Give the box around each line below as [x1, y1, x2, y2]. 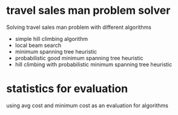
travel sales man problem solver [6, 4, 171, 17]
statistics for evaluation [6, 82, 128, 96]
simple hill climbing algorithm [15, 35, 88, 42]
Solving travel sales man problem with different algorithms [6, 23, 151, 31]
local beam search [15, 42, 62, 49]
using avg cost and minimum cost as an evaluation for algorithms [6, 102, 168, 109]
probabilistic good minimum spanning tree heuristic [15, 54, 143, 61]
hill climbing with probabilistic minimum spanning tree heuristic [15, 61, 173, 68]
